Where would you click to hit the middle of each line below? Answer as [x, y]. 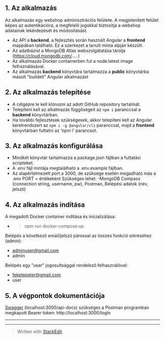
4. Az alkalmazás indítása [45, 205]
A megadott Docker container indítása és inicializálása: [61, 217]
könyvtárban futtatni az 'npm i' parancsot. [55, 130]
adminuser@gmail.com [35, 251]
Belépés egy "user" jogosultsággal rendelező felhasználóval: [67, 265]
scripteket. [23, 163]
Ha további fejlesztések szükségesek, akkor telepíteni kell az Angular [82, 120]
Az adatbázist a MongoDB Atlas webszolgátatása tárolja [69, 50]
